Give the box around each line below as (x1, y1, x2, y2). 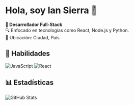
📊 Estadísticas (5, 78, 54, 87)
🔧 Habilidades (5, 49, 50, 58)
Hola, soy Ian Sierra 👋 (5, 5, 97, 16)
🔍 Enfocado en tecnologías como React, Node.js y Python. (5, 27, 129, 33)
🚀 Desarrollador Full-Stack (5, 21, 63, 28)
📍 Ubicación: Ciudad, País (5, 34, 60, 40)
